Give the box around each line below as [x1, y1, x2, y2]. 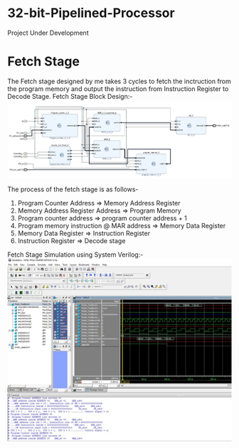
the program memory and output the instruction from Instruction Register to [7, 84, 229, 93]
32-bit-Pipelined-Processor [7, 5, 176, 21]
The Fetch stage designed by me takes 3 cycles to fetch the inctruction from [7, 77, 231, 85]
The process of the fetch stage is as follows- [7, 185, 139, 193]
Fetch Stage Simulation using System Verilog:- [7, 250, 144, 259]
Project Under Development [7, 28, 89, 37]
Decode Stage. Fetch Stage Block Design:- [7, 92, 133, 100]
